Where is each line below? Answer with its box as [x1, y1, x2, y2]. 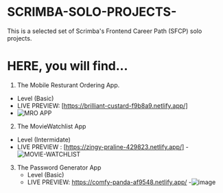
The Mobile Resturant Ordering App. [16, 80, 120, 89]
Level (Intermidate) [16, 135, 71, 144]
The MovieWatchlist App [16, 122, 86, 130]
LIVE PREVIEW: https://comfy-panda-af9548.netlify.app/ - [27, 178, 192, 186]
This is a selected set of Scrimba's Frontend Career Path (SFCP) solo [7, 27, 202, 35]
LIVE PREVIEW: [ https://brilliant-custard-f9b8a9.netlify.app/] [16, 101, 188, 110]
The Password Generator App [16, 163, 102, 172]
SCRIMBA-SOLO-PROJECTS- [7, 4, 177, 20]
